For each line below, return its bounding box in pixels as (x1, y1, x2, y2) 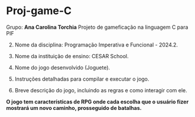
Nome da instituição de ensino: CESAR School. (14, 52, 129, 59)
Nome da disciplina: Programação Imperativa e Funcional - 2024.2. (14, 41, 178, 48)
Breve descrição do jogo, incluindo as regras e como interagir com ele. (14, 86, 187, 93)
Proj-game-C (6, 4, 72, 18)
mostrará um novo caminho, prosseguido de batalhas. (6, 104, 142, 111)
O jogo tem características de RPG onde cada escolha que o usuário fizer (6, 98, 189, 105)
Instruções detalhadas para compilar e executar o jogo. (14, 75, 149, 82)
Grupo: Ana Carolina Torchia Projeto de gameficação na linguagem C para (6, 24, 188, 31)
